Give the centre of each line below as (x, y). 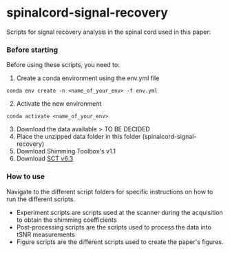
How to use (26, 176)
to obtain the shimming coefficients (66, 220)
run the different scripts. (41, 199)
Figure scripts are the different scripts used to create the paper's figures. (120, 242)
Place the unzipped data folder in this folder (79, 137)
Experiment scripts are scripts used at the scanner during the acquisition (119, 212)
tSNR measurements (45, 234)
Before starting (32, 50)
